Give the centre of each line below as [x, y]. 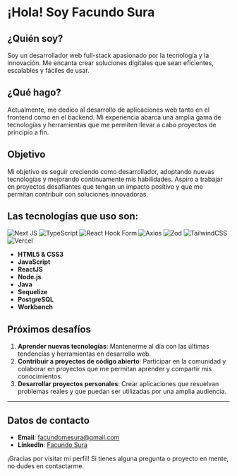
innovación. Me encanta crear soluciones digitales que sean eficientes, [110, 63]
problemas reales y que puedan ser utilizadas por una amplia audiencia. [122, 391]
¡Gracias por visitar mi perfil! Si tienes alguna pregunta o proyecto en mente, [118, 459]
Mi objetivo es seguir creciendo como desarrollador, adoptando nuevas [111, 171]
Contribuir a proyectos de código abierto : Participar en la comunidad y [122, 361]
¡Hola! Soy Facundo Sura [81, 12]
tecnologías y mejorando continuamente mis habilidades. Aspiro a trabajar [115, 179]
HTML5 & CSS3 [41, 255]
